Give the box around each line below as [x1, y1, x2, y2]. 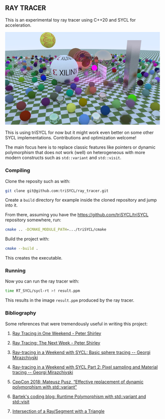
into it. [5, 202, 18, 208]
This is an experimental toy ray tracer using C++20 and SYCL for [5, 17, 136, 23]
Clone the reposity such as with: [5, 178, 70, 184]
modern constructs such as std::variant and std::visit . [5, 155, 122, 161]
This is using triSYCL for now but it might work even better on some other [5, 130, 154, 135]
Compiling [5, 167, 30, 174]
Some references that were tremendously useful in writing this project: [5, 321, 148, 327]
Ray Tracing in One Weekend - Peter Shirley [12, 330, 102, 336]
